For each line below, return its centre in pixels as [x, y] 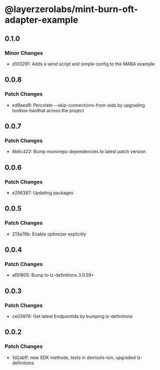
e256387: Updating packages [43, 193]
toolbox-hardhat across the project [48, 110]
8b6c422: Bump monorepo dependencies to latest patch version [79, 152]
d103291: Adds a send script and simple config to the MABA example [83, 64]
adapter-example [41, 20]
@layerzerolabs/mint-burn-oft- [71, 9]
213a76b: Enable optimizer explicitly [49, 234]
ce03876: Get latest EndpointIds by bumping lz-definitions [72, 316]
